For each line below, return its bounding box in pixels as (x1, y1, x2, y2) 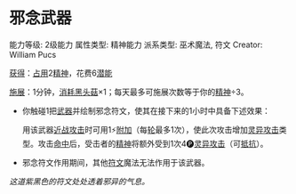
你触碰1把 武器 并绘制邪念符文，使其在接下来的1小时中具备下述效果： (21, 105, 271, 116)
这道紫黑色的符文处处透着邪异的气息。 (9, 175, 149, 187)
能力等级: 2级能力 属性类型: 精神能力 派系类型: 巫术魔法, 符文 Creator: (9, 39, 263, 50)
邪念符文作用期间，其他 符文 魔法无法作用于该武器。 (21, 157, 210, 167)
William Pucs (9, 49, 57, 60)
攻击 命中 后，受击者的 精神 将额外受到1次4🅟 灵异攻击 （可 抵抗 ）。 (37, 138, 268, 149)
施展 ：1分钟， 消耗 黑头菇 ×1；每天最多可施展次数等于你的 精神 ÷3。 (9, 86, 249, 97)
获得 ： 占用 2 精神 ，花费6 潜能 (9, 68, 113, 78)
